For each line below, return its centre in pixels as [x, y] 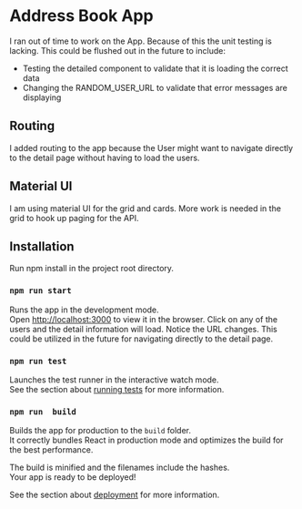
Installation [42, 246]
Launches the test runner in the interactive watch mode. [115, 380]
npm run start [40, 291]
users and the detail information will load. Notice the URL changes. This [143, 329]
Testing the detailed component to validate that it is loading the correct [155, 68]
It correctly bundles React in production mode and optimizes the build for [146, 440]
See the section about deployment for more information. [115, 495]
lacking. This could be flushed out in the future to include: [117, 50]
